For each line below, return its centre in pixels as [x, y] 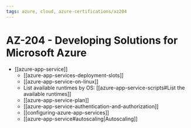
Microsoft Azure [46, 53]
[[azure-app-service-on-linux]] [61, 81]
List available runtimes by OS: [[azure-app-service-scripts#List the [104, 88]
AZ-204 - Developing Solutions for [92, 40]
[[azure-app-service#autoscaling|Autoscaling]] [80, 119]
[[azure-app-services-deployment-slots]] [74, 75]
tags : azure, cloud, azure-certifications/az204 [66, 11]
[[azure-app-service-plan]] [56, 100]
